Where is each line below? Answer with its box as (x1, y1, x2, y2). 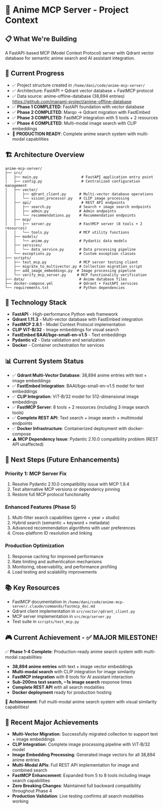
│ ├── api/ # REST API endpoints (5, 200, 125, 205)
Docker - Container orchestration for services (12, 342, 105, 348)
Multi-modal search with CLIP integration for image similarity (12, 669, 135, 675)
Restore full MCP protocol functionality (12, 491, 90, 497)
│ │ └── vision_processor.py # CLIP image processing (5, 196, 130, 201)
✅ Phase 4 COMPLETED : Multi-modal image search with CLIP (12, 120, 137, 126)
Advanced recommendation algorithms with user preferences (12, 525, 136, 531)
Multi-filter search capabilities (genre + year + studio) (12, 515, 120, 521)
